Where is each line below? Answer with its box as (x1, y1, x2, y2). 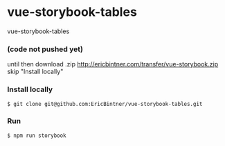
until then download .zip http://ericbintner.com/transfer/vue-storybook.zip (7, 60, 219, 69)
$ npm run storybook (7, 132, 67, 139)
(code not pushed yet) (7, 44, 83, 54)
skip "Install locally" (7, 67, 64, 76)
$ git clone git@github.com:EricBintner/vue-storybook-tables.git (7, 100, 203, 107)
